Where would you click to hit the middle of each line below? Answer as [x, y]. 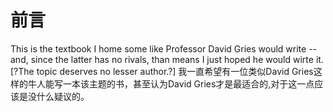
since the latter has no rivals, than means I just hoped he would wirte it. [177, 59]
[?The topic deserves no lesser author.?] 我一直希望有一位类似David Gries [162, 71]
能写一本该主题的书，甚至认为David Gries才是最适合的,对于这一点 [179, 83]
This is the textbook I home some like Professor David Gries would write [158, 48]
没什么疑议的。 [58, 96]
